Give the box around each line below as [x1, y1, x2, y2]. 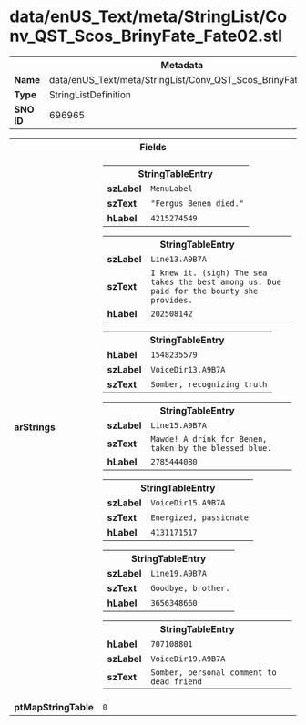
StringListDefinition [48, 88, 132, 101]
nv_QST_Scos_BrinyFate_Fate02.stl [9, 26, 283, 46]
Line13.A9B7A [149, 253, 208, 264]
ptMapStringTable [14, 700, 94, 713]
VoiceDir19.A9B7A [149, 653, 226, 664]
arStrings [14, 421, 56, 434]
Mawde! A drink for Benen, [149, 434, 268, 444]
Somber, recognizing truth [149, 379, 268, 389]
